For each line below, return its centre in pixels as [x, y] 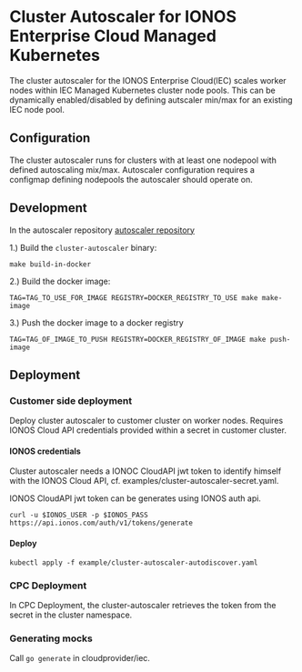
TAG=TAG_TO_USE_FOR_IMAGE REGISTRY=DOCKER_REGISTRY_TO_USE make [134, 297]
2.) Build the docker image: [60, 281]
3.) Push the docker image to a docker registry [96, 322]
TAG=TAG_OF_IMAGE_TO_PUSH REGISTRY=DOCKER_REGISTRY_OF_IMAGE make [138, 339]
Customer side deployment [71, 400]
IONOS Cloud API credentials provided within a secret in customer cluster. [148, 430]
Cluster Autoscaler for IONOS [123, 17]
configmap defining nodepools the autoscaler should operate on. [131, 179]
